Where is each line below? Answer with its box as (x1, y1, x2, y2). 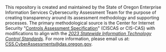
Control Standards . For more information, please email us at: (5, 36, 130, 42)
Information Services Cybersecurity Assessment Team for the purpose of (5, 9, 156, 15)
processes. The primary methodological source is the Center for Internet (5, 20, 155, 26)
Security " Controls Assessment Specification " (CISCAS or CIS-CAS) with (5, 25, 155, 31)
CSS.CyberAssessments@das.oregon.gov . (5, 41, 93, 47)
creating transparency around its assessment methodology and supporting (5, 15, 159, 20)
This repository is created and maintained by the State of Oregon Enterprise (5, 4, 161, 10)
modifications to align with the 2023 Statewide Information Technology (5, 31, 151, 36)
